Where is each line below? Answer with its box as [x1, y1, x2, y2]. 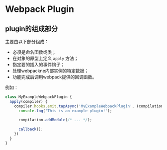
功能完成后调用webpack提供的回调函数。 [12, 74, 97, 80]
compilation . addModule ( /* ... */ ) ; [18, 118, 92, 123]
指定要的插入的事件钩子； [12, 62, 65, 68]
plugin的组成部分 [5, 24, 58, 33]
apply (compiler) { [9, 99, 48, 104]
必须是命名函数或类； [12, 49, 56, 55]
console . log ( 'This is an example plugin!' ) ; [18, 108, 112, 113]
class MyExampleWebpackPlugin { [5, 94, 72, 99]
